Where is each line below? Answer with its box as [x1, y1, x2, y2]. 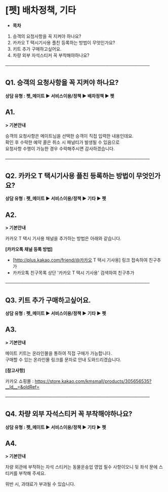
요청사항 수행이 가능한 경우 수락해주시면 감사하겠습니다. [5, 145, 115, 151]
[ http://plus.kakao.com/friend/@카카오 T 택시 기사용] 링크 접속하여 [12, 257, 148, 263]
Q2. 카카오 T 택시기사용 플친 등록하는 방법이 [5, 171, 135, 180]
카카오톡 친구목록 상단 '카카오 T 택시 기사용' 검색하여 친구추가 [12, 270, 135, 276]
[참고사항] [5, 367, 25, 373]
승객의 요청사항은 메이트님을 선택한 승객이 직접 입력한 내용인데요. [5, 133, 134, 139]
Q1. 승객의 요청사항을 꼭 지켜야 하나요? [5, 78, 119, 87]
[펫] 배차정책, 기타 [5, 5, 76, 16]
